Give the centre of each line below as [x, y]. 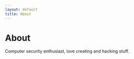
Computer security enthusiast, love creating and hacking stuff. [67, 51]
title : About [18, 14]
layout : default [21, 9]
